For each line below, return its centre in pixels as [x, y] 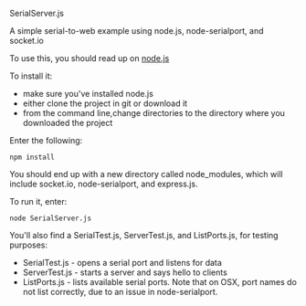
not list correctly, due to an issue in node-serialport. [120, 292]
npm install [32, 157]
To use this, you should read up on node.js [90, 58]
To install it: [31, 76]
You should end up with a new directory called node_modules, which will [146, 174]
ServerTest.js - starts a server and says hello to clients [125, 272]
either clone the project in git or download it [105, 103]
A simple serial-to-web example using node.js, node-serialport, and [137, 31]
